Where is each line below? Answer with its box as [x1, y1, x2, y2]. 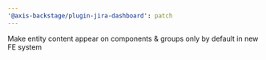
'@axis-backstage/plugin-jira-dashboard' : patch [7, 11, 173, 20]
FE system [7, 42, 42, 52]
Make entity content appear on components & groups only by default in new [7, 34, 259, 43]
